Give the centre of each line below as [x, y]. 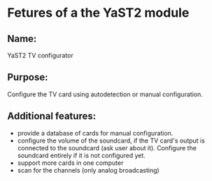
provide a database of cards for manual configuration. [95, 133]
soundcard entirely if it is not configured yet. [81, 155]
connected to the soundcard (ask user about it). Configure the [107, 147]
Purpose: [28, 77]
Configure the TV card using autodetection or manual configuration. [105, 94]
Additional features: [52, 116]
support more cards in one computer [70, 163]
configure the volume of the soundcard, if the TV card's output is [111, 140]
